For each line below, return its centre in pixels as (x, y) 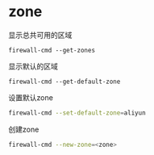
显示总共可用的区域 (40, 35)
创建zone (24, 129)
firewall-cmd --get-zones (52, 50)
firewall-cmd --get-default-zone (65, 82)
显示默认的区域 (33, 66)
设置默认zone (31, 97)
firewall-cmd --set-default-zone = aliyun (77, 113)
